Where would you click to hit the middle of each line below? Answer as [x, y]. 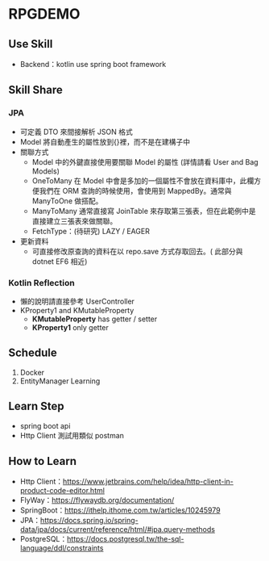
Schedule [33, 353]
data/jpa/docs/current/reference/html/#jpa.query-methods [118, 530]
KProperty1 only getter [70, 327]
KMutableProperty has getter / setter [95, 319]
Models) [46, 171]
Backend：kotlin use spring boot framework [93, 64]
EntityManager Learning [60, 381]
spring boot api [45, 425]
